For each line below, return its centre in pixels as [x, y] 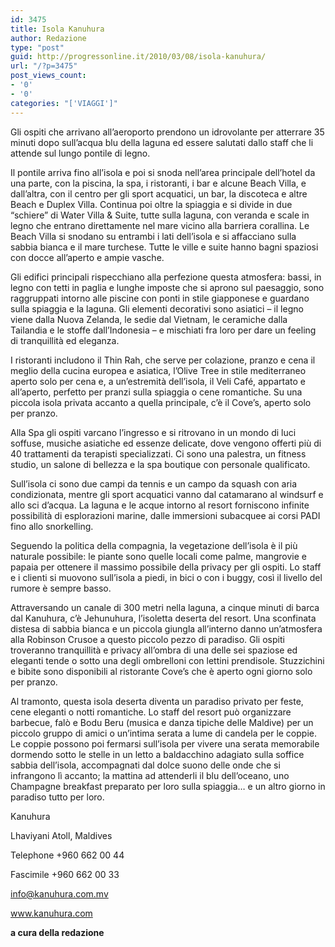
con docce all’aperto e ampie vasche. [87, 257]
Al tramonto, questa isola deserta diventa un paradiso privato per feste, [157, 701]
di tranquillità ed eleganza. [65, 340]
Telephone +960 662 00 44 [67, 855]
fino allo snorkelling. [52, 526]
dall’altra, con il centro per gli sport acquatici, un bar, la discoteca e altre [159, 193]
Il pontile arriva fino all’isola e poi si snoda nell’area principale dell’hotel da [163, 172]
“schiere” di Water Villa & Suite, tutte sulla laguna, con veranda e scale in [160, 215]
